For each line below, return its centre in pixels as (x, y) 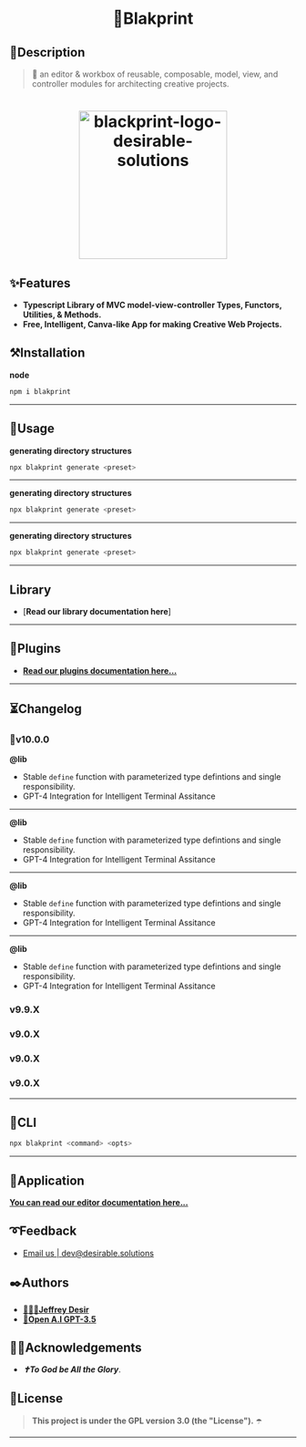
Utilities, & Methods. (62, 315)
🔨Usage (32, 429)
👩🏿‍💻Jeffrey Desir (56, 1309)
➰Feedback (43, 1231)
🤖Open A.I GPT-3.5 (60, 1319)
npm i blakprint (40, 391)
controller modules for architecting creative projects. (130, 84)
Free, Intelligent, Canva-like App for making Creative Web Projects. (152, 324)
